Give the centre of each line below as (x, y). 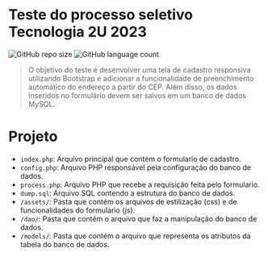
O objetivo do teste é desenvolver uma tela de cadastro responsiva (140, 69)
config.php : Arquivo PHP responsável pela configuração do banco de (136, 167)
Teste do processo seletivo (101, 15)
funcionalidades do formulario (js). (77, 210)
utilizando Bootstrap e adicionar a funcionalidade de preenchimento (141, 78)
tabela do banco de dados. (65, 244)
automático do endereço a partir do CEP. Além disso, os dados (132, 87)
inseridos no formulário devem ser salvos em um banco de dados (137, 95)
